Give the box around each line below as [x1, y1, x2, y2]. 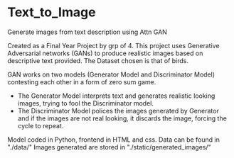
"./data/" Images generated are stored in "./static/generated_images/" [7, 142, 211, 151]
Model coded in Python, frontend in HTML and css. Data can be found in [7, 135, 220, 144]
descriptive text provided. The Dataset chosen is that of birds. [7, 56, 189, 64]
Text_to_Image [7, 4, 96, 21]
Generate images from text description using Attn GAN [7, 28, 167, 36]
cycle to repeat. [17, 121, 64, 130]
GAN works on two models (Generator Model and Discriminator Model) [7, 70, 216, 79]
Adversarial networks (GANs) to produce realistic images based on [7, 49, 203, 57]
